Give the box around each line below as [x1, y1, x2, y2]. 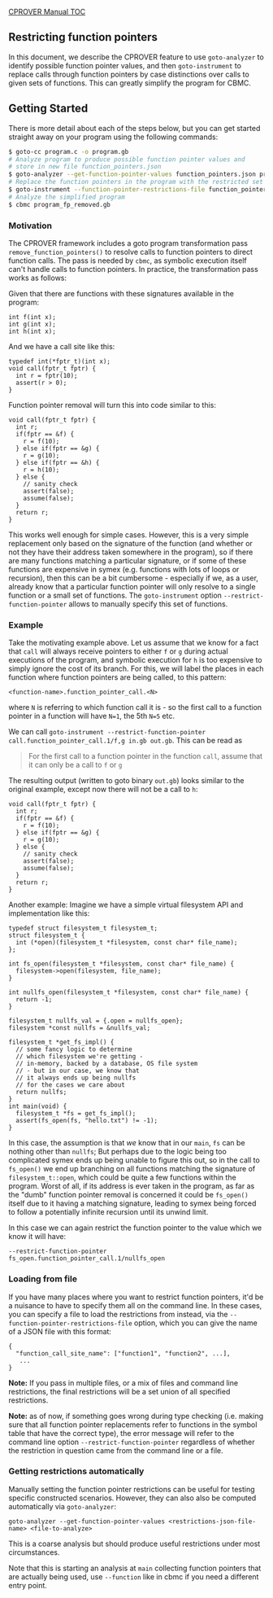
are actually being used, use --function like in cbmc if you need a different [8, 1571, 259, 1582]
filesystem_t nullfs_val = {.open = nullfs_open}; [8, 1017, 184, 1025]
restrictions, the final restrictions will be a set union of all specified [8, 1386, 231, 1396]
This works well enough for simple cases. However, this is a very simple [8, 529, 249, 540]
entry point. [8, 1580, 47, 1590]
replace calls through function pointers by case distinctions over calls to [8, 69, 249, 79]
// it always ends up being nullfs [15, 1074, 136, 1082]
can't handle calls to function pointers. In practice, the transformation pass [8, 264, 258, 274]
